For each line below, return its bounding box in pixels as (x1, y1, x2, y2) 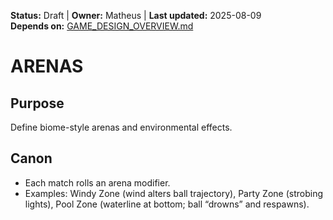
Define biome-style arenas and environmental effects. (10, 121, 233, 133)
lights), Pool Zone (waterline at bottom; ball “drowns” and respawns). (24, 198, 310, 210)
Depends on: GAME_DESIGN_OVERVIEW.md (10, 20, 194, 32)
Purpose (10, 95, 65, 112)
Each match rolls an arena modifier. (24, 176, 171, 189)
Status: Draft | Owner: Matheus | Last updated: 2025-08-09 (10, 10, 262, 21)
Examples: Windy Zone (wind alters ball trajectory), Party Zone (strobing (24, 187, 324, 199)
